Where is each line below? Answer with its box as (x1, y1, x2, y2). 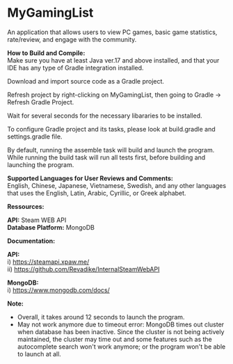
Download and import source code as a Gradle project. (7, 77, 165, 85)
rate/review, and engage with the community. (7, 35, 137, 43)
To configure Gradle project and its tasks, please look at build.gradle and (7, 125, 216, 133)
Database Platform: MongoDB (7, 223, 95, 231)
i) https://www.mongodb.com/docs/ (7, 285, 110, 294)
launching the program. (7, 160, 74, 168)
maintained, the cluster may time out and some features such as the (17, 335, 212, 343)
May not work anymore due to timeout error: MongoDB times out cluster (17, 320, 225, 329)
